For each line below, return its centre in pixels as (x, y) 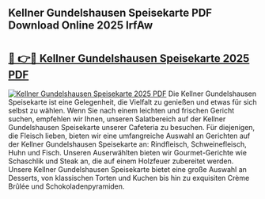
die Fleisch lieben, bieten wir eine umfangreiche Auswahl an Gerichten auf (129, 136)
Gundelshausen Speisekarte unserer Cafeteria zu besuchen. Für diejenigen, (132, 127)
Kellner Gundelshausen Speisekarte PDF (110, 13)
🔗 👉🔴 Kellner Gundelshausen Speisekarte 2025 (129, 58)
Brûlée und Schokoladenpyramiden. (66, 186)
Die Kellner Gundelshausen (212, 94)
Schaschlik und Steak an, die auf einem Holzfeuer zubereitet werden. (121, 161)
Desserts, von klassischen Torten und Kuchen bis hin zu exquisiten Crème (129, 178)
